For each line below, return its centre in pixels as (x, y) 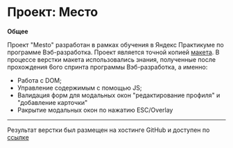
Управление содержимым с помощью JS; (79, 88)
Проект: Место (53, 12)
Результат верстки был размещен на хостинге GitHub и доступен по (109, 130)
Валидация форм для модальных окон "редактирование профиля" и (119, 95)
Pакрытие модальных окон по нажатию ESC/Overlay (95, 110)
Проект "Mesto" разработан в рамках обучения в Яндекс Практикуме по (115, 44)
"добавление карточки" (52, 102)
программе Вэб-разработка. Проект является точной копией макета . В (113, 52)
